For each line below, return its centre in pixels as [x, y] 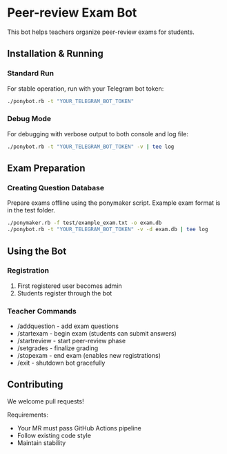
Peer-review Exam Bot [72, 13]
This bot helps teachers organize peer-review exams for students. [101, 32]
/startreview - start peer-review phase [71, 341]
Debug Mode [29, 119]
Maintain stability [41, 443]
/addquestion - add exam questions [68, 326]
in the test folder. [31, 210]
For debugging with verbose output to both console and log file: [98, 134]
